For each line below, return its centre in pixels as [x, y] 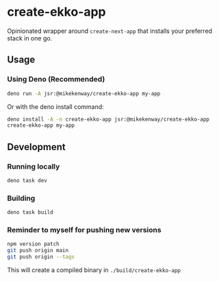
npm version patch [33, 244]
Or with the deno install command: [55, 106]
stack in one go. [30, 38]
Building [21, 198]
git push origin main [38, 251]
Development [37, 147]
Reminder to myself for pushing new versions [85, 230]
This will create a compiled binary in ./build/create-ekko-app [94, 270]
